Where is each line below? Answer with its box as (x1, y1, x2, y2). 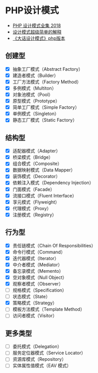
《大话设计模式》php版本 (12, 35, 66, 41)
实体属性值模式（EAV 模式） (12, 362, 72, 369)
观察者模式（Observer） (12, 281, 64, 286)
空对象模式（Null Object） (12, 274, 67, 280)
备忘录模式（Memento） (12, 268, 64, 274)
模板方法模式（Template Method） (12, 306, 85, 312)
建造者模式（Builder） (12, 72, 59, 78)
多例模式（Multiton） (12, 85, 57, 91)
